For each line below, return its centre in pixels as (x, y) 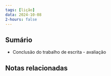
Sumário (19, 40)
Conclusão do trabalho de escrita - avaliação (59, 52)
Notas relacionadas (37, 68)
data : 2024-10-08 (23, 15)
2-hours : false (21, 19)
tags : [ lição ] (20, 10)
